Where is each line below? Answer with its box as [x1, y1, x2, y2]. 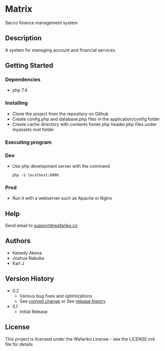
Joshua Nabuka [12, 255, 44, 261]
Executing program [5, 139, 52, 146]
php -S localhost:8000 [12, 172, 59, 178]
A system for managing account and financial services [5, 47, 115, 53]
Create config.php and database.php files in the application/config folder [12, 116, 160, 122]
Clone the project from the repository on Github [12, 111, 109, 117]
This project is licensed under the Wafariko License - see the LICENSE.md [5, 336, 155, 342]
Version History [5, 275, 54, 283]
